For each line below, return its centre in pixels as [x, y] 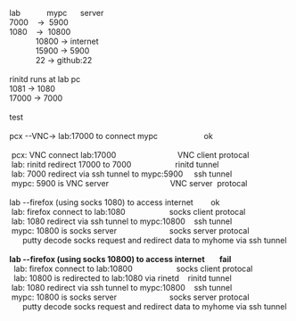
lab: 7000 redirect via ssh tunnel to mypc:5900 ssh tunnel [122, 174]
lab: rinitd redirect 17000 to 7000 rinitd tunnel [115, 165]
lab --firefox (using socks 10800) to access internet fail [120, 259]
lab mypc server [57, 13]
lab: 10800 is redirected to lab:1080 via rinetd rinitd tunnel [122, 278]
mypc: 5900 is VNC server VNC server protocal [129, 183]
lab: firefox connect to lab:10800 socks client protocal [133, 268]
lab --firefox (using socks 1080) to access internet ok [115, 202]
